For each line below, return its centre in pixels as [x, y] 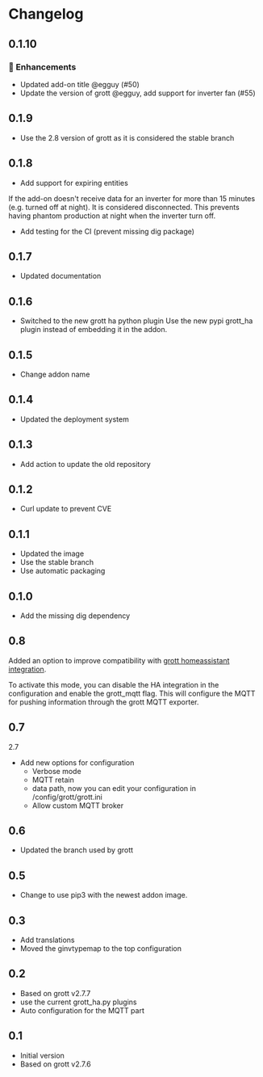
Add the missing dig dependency [75, 616]
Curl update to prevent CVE [66, 509]
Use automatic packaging [63, 571]
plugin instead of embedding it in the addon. [94, 330]
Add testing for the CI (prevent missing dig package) [107, 231]
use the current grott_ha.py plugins [78, 1002]
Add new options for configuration [77, 762]
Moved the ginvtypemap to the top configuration [100, 949]
